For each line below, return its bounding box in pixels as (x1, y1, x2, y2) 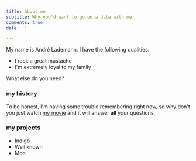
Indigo (14, 137, 30, 144)
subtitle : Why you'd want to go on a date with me (6, 14, 132, 20)
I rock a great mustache (14, 57, 72, 64)
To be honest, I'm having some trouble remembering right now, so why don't (6, 103, 190, 110)
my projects (6, 124, 41, 132)
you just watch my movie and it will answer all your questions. (6, 109, 156, 116)
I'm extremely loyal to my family (14, 64, 92, 71)
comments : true (6, 19, 43, 25)
